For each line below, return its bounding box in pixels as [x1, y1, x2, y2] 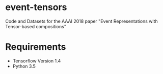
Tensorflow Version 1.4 [12, 57, 61, 64]
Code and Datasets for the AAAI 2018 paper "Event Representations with [5, 18, 158, 24]
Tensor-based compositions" [5, 23, 66, 29]
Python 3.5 [12, 63, 36, 69]
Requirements [5, 41, 66, 53]
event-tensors [5, 2, 67, 13]
